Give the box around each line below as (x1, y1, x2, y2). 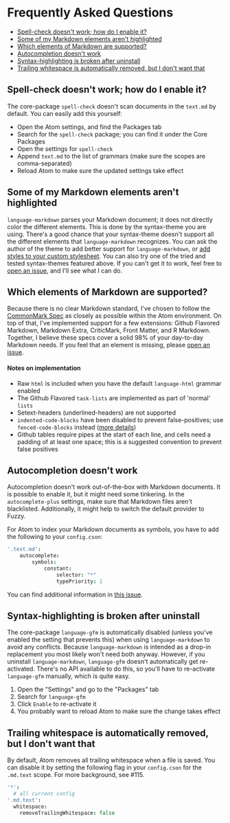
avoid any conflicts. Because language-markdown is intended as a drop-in (7, 643, 211, 651)
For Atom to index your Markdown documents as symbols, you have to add (7, 525, 220, 533)
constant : (43, 565, 72, 572)
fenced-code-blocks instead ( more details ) (16, 423, 137, 431)
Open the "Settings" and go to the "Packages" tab (16, 685, 159, 694)
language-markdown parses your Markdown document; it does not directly (7, 215, 213, 224)
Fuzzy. (7, 512, 26, 520)
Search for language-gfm (16, 693, 86, 701)
